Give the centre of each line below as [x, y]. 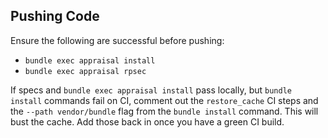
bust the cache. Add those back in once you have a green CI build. [147, 121]
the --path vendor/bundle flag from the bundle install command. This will [164, 111]
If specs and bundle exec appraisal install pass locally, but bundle [151, 90]
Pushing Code [55, 16]
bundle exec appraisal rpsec [85, 71]
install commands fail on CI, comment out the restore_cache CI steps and [164, 100]
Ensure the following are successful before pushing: [117, 40]
